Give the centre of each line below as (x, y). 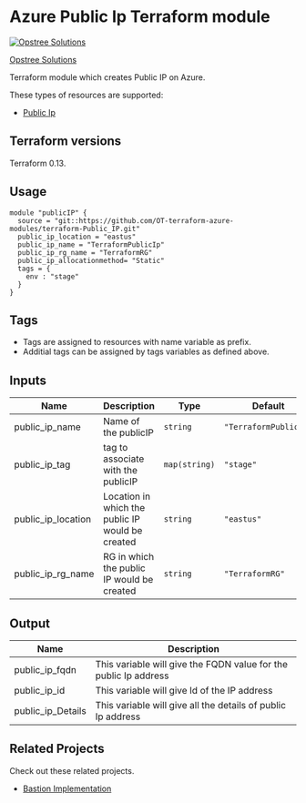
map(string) (189, 465)
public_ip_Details (50, 711)
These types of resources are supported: (87, 95)
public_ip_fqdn (46, 670)
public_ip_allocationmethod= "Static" (92, 260)
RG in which (129, 557)
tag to (116, 448)
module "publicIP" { (49, 213)
